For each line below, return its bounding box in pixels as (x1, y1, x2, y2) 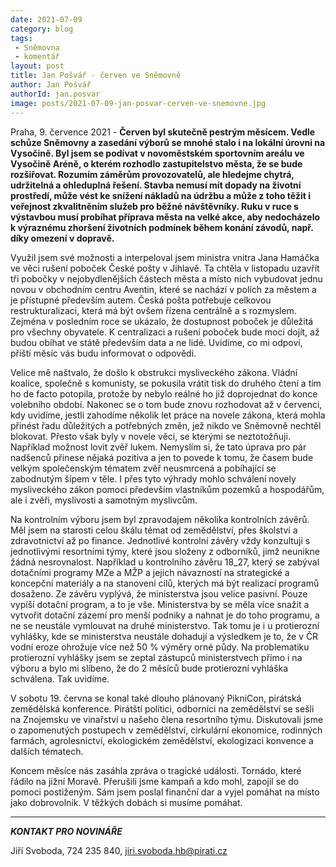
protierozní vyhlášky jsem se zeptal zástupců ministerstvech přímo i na (10, 651, 303, 663)
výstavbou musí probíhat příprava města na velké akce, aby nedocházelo (10, 211, 321, 223)
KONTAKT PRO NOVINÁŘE (10, 825, 123, 837)
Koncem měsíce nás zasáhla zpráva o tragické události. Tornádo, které (10, 764, 302, 776)
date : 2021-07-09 (10, 14, 83, 25)
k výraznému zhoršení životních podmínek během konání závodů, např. (10, 221, 314, 233)
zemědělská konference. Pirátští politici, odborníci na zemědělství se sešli (10, 702, 315, 715)
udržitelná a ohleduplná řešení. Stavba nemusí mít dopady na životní (10, 179, 302, 191)
